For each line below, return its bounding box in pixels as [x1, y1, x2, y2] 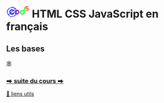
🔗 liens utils [6, 90, 35, 98]
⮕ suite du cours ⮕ [6, 77, 64, 85]
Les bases [6, 43, 45, 54]
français [6, 20, 49, 33]
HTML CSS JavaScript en [32, 7, 159, 21]
